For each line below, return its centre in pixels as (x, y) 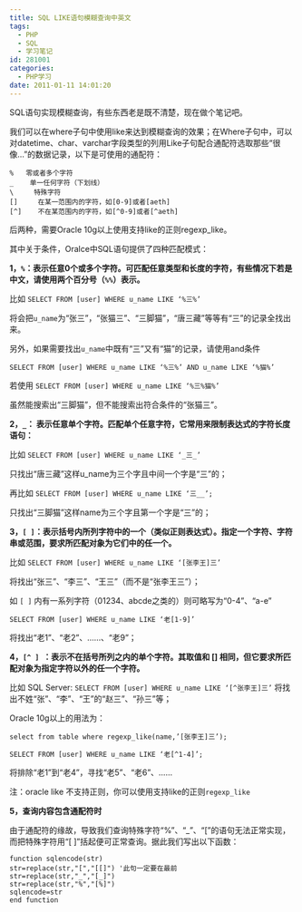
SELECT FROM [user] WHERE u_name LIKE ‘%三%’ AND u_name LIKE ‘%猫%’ (142, 367)
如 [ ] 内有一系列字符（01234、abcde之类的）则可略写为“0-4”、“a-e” (141, 600)
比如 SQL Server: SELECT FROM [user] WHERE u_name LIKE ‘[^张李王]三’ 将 (146, 687)
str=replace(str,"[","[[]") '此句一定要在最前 (93, 868)
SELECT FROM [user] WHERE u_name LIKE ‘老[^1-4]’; (107, 754)
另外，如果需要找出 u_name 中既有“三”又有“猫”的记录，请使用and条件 (135, 348)
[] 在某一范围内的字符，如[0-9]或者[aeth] (90, 202)
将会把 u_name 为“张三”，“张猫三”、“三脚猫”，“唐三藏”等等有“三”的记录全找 (146, 317)
